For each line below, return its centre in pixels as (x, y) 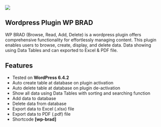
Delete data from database (39, 103)
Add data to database (34, 98)
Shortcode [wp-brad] (34, 119)
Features (19, 66)
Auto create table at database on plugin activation (63, 82)
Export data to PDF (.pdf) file (41, 114)
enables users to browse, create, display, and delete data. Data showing (78, 45)
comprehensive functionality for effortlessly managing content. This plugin (81, 40)
